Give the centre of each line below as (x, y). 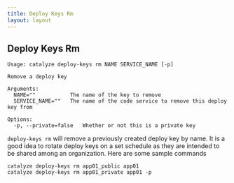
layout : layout (29, 20)
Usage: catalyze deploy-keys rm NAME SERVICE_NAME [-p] (90, 65)
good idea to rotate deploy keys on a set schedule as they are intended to (113, 146)
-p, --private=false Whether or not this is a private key (105, 126)
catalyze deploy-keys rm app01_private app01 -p (80, 173)
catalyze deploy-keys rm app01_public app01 (73, 166)
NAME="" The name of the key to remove (87, 95)
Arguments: (23, 89)
